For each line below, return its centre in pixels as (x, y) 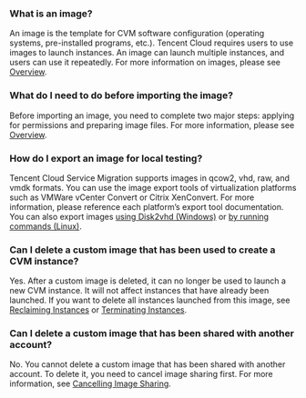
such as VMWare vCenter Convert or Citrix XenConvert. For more (132, 197)
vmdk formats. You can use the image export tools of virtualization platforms (153, 187)
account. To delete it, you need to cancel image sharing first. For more (141, 374)
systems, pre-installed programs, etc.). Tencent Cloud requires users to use (152, 43)
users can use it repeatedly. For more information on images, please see (145, 63)
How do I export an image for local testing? (106, 158)
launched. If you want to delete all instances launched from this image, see (150, 300)
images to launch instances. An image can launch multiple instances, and (147, 53)
